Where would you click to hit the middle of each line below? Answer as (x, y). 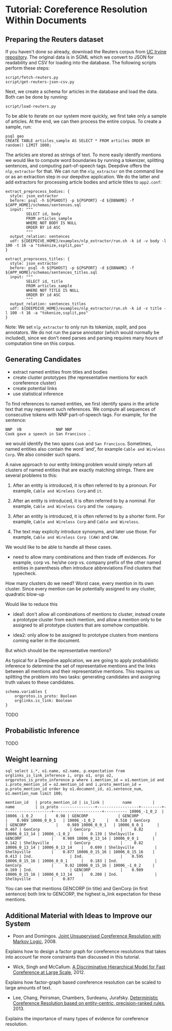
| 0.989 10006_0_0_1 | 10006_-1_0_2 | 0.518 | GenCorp (78, 821)
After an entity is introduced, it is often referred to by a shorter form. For (89, 516)
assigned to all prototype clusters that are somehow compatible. (81, 625)
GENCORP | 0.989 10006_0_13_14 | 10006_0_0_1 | (80, 839)
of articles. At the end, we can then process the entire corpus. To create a (83, 121)
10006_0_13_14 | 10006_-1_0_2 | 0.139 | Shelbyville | (81, 834)
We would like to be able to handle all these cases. (59, 547)
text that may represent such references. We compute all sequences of (80, 409)
